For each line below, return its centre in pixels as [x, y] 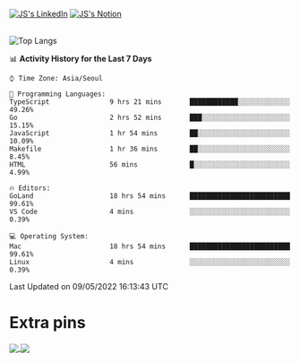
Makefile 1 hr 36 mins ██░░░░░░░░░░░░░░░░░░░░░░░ [150, 149]
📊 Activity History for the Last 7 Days [81, 59]
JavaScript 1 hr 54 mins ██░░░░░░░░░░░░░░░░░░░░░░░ [150, 134]
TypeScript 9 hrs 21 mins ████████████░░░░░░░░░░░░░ [150, 102]
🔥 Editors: [30, 188]
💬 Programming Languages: [57, 94]
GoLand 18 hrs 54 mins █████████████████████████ [150, 196]
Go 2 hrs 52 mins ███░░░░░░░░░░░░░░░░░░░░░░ [150, 117]
